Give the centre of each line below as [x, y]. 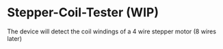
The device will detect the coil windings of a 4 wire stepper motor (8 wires [112, 31]
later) [15, 38]
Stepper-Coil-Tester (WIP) [83, 13]
